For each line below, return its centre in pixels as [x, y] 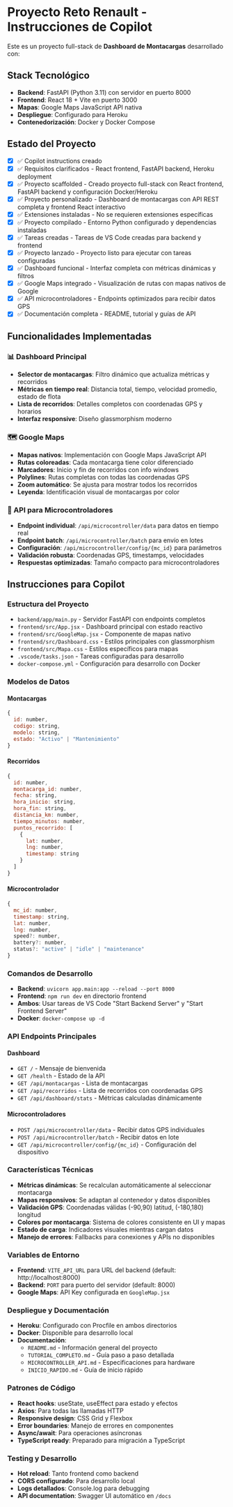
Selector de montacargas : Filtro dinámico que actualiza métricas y [113, 374]
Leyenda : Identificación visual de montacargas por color [98, 492]
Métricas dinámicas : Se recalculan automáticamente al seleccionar [114, 1185]
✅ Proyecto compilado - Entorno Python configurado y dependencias [117, 222]
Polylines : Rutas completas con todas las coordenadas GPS [103, 477]
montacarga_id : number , [48, 789]
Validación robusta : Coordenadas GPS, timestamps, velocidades [111, 555]
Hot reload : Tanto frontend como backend [78, 1474]
